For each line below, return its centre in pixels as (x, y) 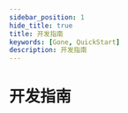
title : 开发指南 (36, 34)
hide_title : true (41, 26)
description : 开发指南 (48, 50)
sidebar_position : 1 (47, 17)
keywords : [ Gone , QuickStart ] (65, 42)
